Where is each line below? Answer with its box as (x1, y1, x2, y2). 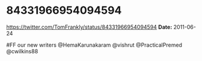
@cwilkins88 (6, 47, 38, 54)
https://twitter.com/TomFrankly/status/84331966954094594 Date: (6, 23, 172, 30)
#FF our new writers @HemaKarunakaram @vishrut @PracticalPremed (6, 41, 183, 48)
